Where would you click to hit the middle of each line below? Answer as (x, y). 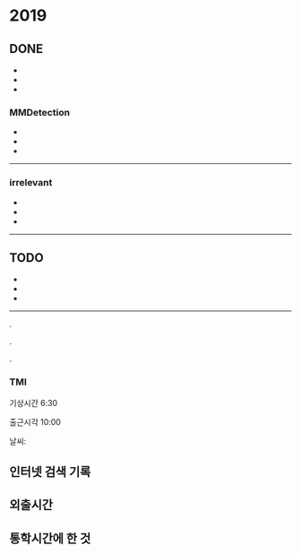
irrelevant (31, 183)
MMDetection (39, 112)
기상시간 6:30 (34, 403)
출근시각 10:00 (35, 421)
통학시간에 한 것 (50, 538)
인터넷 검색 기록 (50, 472)
